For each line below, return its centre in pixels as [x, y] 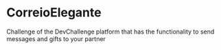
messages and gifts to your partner [56, 38]
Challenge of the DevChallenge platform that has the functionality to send [110, 32]
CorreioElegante [54, 13]
